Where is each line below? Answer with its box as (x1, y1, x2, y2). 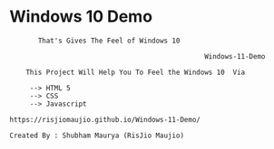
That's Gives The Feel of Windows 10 (37, 36, 181, 45)
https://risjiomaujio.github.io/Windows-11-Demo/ (9, 115, 201, 124)
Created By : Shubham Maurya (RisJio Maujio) (9, 131, 184, 140)
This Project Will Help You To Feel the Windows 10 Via (25, 68, 246, 77)
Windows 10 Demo (9, 6, 152, 27)
